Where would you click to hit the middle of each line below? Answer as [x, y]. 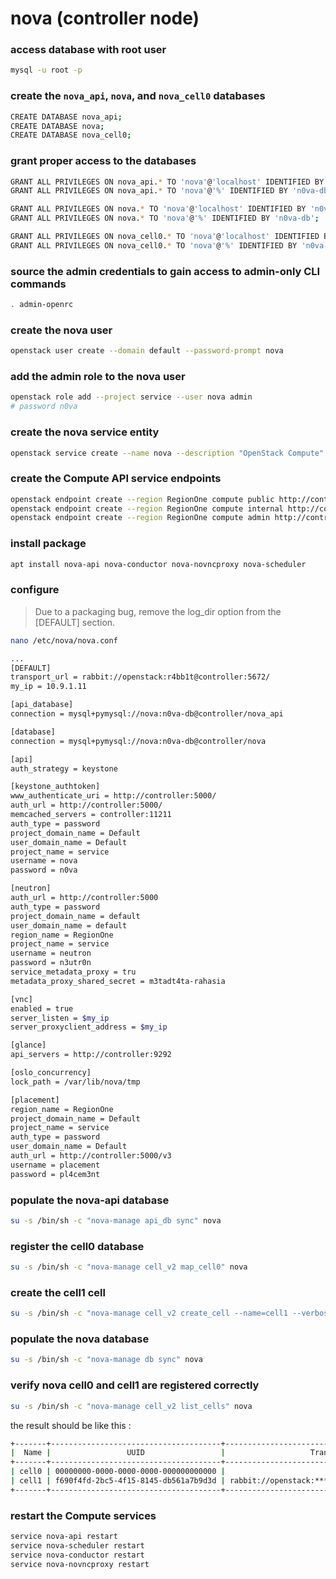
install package [48, 544]
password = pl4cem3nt [55, 1174]
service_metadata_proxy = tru [73, 972]
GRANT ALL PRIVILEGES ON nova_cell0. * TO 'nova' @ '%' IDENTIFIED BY [154, 245]
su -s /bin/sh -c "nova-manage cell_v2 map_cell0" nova [129, 1267]
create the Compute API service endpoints [116, 479]
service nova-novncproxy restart [80, 1564]
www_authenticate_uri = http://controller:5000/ [113, 796]
